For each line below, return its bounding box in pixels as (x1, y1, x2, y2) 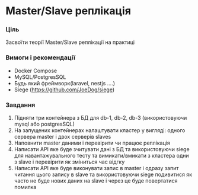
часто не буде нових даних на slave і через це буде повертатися (14, 177, 178, 184)
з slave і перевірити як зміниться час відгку (14, 158, 125, 165)
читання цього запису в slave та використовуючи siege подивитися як (14, 171, 193, 178)
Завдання (5, 101, 36, 109)
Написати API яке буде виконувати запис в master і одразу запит (14, 165, 179, 172)
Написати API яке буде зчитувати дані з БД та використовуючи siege (14, 146, 190, 153)
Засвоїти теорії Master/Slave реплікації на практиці (5, 39, 135, 46)
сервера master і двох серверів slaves (14, 133, 111, 140)
